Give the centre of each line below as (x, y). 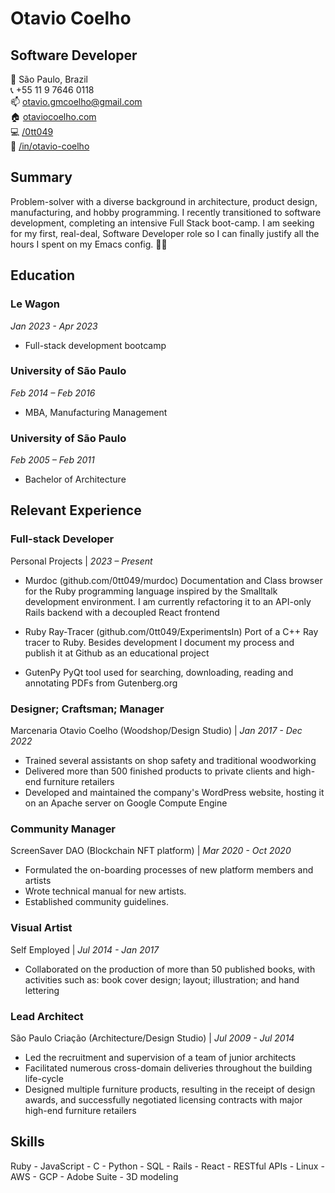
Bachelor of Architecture (75, 479)
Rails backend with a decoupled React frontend (122, 612)
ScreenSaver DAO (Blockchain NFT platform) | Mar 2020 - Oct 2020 (151, 851)
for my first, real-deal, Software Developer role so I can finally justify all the (165, 233)
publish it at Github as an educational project (117, 653)
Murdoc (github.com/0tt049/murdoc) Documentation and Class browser (173, 580)
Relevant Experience (76, 510)
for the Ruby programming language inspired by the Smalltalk (151, 591)
